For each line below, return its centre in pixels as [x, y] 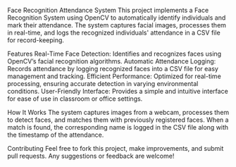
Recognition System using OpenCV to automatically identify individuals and [117, 18]
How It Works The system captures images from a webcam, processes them [118, 112]
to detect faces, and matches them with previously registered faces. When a [118, 120]
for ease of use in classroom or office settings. [75, 99]
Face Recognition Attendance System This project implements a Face [108, 10]
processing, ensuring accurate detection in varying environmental [103, 83]
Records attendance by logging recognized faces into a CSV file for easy [113, 69]
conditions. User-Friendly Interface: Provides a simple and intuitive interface [118, 91]
